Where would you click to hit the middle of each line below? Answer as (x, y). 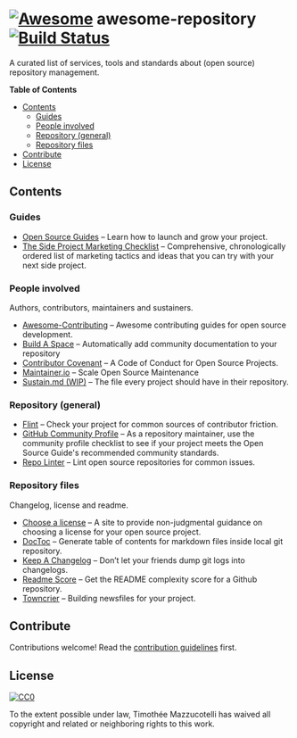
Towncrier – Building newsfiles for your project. (109, 598)
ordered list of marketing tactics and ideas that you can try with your (148, 255)
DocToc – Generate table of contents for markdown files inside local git (153, 541)
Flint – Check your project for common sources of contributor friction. (150, 425)
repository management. (54, 72)
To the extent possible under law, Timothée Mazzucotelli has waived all (140, 715)
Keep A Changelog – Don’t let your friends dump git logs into (133, 560)
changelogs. (45, 569)
